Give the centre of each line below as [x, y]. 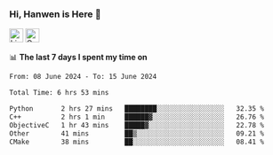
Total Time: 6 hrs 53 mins [59, 93]
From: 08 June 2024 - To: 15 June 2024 [83, 77]
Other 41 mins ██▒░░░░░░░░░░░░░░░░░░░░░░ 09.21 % [137, 133]
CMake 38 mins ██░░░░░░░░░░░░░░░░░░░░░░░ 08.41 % [137, 142]
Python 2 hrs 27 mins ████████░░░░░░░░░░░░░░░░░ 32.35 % [137, 109]
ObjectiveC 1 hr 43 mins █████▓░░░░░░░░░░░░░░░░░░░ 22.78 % [137, 125]
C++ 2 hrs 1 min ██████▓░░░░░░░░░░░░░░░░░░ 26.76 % [137, 117]
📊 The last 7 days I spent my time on [79, 58]
